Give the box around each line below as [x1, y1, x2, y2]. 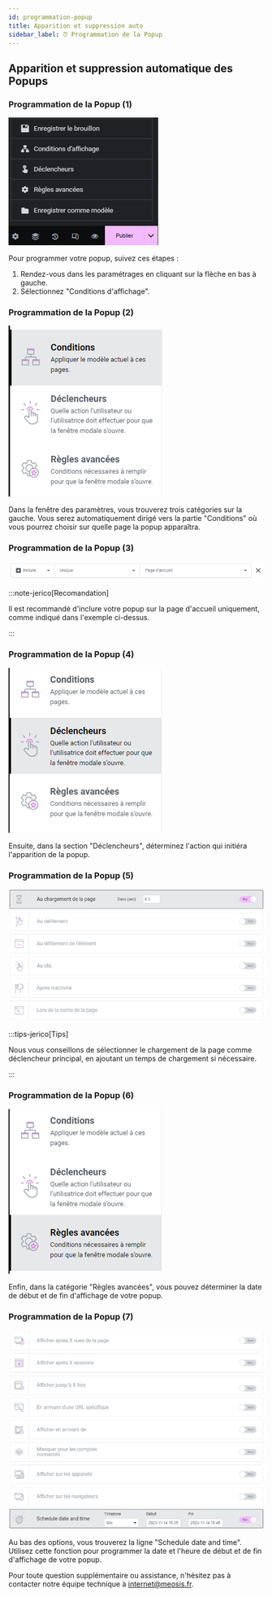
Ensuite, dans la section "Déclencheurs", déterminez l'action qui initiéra [8, 841, 248, 851]
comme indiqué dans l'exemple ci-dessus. [8, 613, 150, 623]
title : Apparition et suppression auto [8, 21, 144, 30]
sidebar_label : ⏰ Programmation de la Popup [8, 30, 162, 38]
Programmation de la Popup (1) [8, 98, 132, 110]
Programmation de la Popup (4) [8, 649, 135, 660]
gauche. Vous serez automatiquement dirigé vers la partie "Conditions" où [8, 514, 257, 523]
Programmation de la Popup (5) [8, 869, 134, 881]
